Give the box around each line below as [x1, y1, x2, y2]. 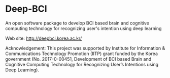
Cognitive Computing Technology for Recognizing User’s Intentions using [5, 61, 159, 67]
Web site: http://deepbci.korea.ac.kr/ [5, 35, 82, 41]
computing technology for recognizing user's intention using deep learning [5, 25, 162, 31]
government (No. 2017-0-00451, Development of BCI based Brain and [5, 56, 151, 62]
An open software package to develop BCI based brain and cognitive [5, 20, 150, 26]
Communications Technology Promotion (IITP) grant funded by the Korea [5, 50, 158, 57]
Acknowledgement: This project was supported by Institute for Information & [5, 45, 165, 51]
